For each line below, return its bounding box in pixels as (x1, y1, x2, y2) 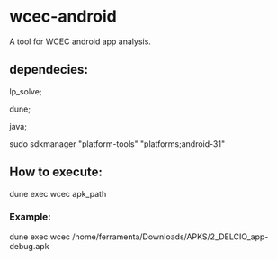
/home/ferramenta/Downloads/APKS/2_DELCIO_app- (71, 231, 269, 242)
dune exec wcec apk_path (9, 188, 107, 199)
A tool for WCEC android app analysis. (9, 36, 151, 47)
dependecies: (9, 62, 88, 77)
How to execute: (9, 165, 103, 180)
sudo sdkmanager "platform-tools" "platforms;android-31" (9, 138, 226, 149)
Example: (9, 211, 51, 223)
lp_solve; (9, 85, 42, 96)
